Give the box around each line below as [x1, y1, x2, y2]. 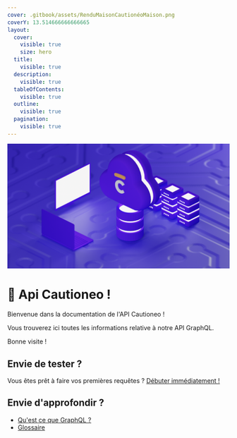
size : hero [20, 49, 52, 56]
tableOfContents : [13, 85, 65, 93]
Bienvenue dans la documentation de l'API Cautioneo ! [7, 310, 165, 319]
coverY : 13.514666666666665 [7, 18, 90, 26]
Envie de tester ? [7, 358, 83, 370]
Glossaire [17, 423, 46, 432]
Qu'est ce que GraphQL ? [17, 415, 92, 424]
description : [13, 71, 52, 78]
